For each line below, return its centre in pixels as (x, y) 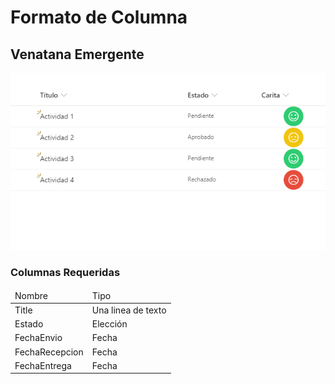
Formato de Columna (99, 17)
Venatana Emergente (77, 54)
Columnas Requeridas (65, 273)
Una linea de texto (129, 310)
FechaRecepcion (49, 352)
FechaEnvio (38, 338)
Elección (109, 324)
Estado (29, 324)
